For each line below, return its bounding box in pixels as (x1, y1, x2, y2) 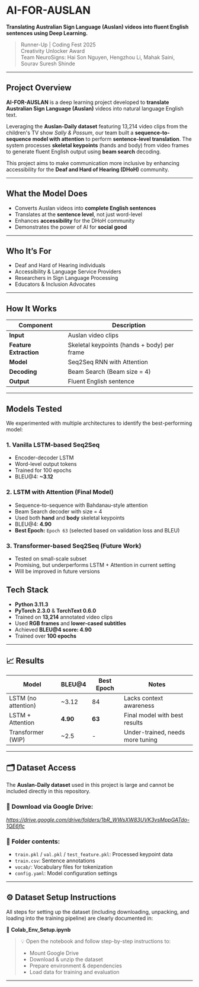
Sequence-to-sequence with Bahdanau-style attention (14, 502, 148, 509)
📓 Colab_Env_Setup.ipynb (6, 926, 71, 933)
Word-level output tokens (14, 461, 77, 468)
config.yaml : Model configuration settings (14, 869, 117, 876)
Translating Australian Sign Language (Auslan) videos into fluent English (6, 23, 189, 30)
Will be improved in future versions (14, 567, 100, 575)
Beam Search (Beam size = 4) (68, 368, 151, 376)
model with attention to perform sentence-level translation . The (32, 135, 192, 143)
